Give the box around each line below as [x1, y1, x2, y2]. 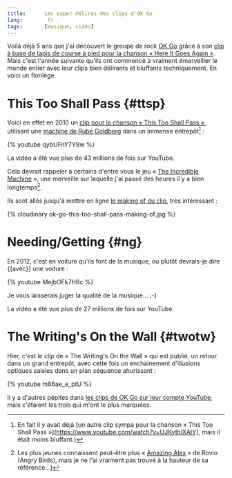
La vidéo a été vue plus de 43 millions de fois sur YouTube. [7, 154, 175, 162]
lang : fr [7, 17, 54, 24]
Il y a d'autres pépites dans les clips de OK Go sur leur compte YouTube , [7, 393, 213, 401]
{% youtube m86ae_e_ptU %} [7, 380, 92, 388]
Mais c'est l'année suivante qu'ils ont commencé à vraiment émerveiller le [7, 57, 217, 65]
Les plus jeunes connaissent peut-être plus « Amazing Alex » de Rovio [17, 448, 218, 457]
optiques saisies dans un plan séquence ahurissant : [7, 366, 157, 374]
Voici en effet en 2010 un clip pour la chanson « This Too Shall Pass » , [7, 118, 207, 127]
